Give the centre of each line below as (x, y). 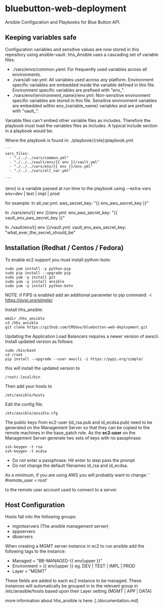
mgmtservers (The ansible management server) (60, 526)
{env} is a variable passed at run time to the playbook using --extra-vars (78, 188)
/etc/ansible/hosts (25, 395)
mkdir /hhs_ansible (25, 318)
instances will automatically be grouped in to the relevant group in (71, 586)
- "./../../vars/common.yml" (39, 158)
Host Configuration (35, 505)
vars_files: (17, 153)
